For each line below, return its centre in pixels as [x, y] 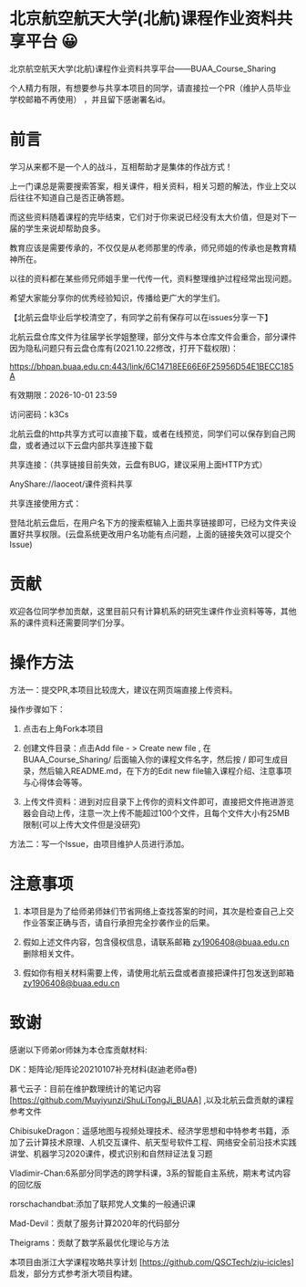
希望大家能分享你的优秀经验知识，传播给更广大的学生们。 [117, 298]
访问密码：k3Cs [39, 414]
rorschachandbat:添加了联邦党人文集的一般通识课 [102, 1203]
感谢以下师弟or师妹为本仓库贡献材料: [78, 1050]
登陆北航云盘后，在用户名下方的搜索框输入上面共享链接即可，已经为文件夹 [149, 522]
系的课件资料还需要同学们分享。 [69, 623]
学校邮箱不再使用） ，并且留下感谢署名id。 [90, 99]
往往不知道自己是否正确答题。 [73, 197]
